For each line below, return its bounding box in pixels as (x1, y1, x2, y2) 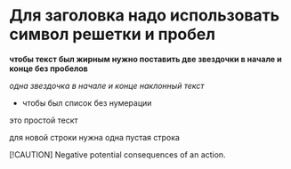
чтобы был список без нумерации (21, 97, 152, 108)
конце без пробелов (9, 63, 89, 74)
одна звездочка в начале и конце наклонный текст (9, 80, 205, 91)
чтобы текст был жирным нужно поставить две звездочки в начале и (9, 53, 282, 64)
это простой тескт (9, 115, 78, 125)
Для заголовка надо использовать (9, 5, 280, 26)
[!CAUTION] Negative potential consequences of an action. (9, 149, 226, 160)
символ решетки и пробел (9, 24, 216, 44)
